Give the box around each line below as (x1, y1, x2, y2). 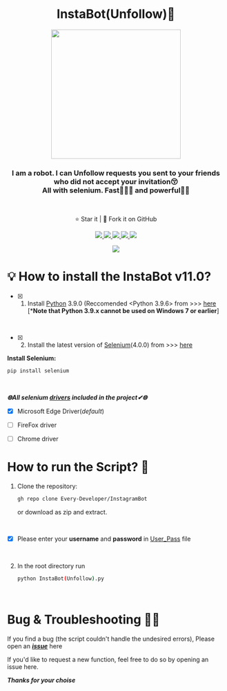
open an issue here (7, 641, 63, 650)
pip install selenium (7, 368, 70, 374)
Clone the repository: (17, 482, 78, 490)
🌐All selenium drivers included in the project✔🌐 (7, 393, 148, 402)
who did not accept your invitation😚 (54, 177, 178, 186)
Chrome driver (17, 434, 59, 443)
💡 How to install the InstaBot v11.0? (7, 269, 212, 285)
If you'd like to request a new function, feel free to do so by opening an (7, 655, 209, 663)
